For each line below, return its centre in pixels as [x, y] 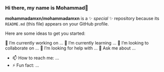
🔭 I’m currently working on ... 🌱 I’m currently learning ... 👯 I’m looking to [77, 43]
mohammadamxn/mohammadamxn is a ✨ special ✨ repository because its [82, 19]
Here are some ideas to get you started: [45, 33]
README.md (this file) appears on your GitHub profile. [57, 24]
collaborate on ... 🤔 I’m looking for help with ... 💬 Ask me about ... [70, 48]
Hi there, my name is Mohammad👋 [47, 8]
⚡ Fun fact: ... [26, 65]
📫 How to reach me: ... [36, 58]
